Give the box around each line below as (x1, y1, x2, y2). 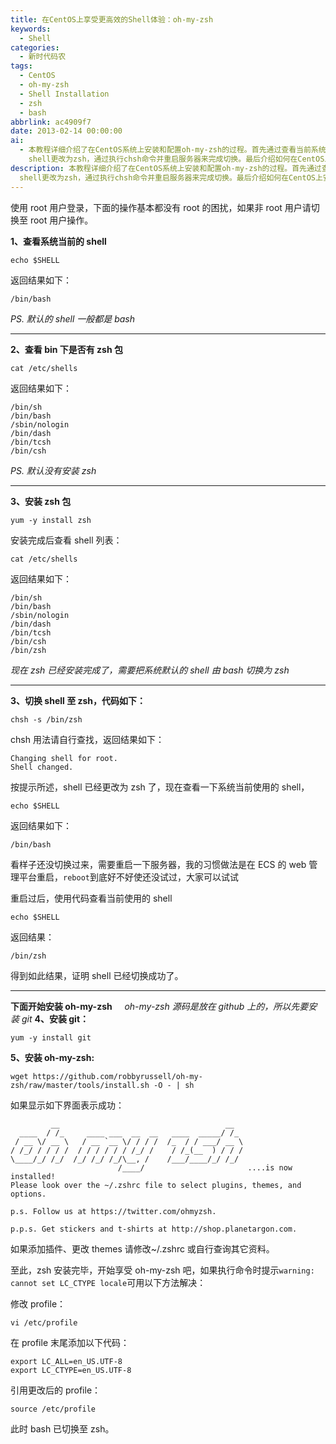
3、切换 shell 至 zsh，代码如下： (10, 694, 147, 706)
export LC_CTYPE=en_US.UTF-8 (10, 1365, 132, 1375)
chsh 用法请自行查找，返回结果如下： (10, 733, 165, 745)
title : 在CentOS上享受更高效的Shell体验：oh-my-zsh (10, 14, 214, 25)
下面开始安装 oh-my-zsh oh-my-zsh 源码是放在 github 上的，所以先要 (10, 1000, 309, 1012)
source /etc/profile (10, 1404, 97, 1414)
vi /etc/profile (10, 1317, 78, 1328)
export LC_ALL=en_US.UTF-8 (10, 1356, 123, 1366)
